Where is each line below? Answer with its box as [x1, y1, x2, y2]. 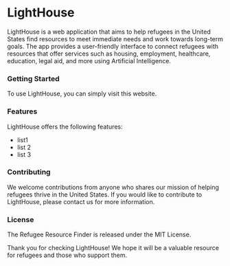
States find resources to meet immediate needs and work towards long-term [7, 34, 224, 43]
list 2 [16, 143, 32, 151]
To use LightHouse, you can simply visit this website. [7, 89, 157, 98]
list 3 [16, 150, 32, 159]
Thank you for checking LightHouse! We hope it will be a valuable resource [7, 244, 220, 252]
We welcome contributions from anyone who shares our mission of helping [7, 183, 220, 191]
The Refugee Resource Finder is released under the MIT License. [7, 230, 192, 239]
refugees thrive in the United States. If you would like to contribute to [7, 190, 203, 199]
